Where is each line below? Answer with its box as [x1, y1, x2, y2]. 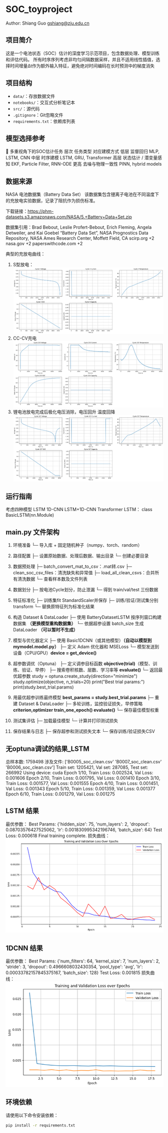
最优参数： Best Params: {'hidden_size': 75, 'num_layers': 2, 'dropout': [5, 821, 150, 827]
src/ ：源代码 [12, 105, 40, 111]
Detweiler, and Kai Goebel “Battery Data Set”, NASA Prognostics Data [5, 230, 149, 236]
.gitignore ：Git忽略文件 [12, 112, 63, 118]
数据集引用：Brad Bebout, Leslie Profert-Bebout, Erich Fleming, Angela [5, 224, 152, 230]
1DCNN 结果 [5, 944, 43, 952]
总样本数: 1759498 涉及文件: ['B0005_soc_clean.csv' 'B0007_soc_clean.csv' [5, 758, 162, 764]
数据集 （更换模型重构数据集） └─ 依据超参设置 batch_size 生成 [12, 620, 144, 626]
